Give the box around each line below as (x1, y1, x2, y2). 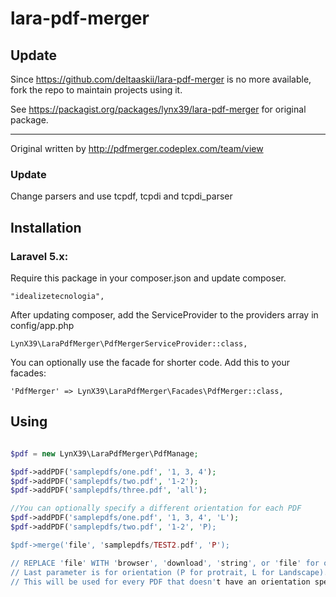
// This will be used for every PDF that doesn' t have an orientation (10, 577, 311, 587)
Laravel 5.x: (10, 249, 69, 263)
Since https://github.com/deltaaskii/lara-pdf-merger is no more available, (10, 73, 312, 85)
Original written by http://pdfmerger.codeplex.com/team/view (10, 143, 264, 154)
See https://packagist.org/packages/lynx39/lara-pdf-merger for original (10, 103, 307, 115)
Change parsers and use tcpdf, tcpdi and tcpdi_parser (10, 190, 233, 202)
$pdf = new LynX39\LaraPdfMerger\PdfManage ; (10, 448, 199, 459)
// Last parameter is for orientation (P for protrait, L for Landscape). (10, 567, 329, 577)
